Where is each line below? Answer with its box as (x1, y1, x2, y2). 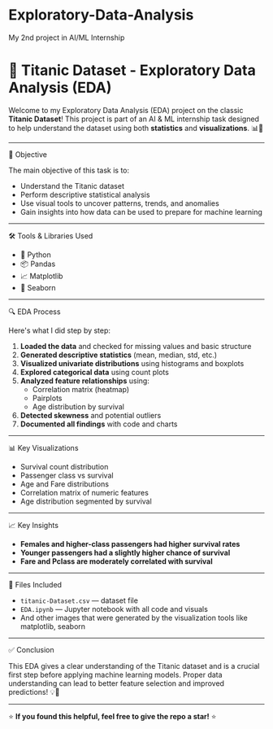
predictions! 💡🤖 (8, 687, 60, 696)
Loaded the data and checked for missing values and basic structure (19, 341, 252, 351)
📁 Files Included (8, 579, 63, 589)
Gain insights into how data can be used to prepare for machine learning (19, 207, 262, 216)
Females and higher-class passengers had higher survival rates (19, 539, 240, 548)
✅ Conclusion (8, 644, 54, 654)
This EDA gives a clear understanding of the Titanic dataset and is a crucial (8, 661, 260, 670)
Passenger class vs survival (19, 470, 114, 480)
